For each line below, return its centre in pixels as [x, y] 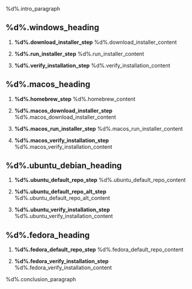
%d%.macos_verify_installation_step [61, 140]
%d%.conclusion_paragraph [41, 279]
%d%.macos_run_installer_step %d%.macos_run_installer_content [99, 128]
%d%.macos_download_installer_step [63, 110]
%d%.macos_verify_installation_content [63, 146]
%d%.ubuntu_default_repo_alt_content [62, 198]
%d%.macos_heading [48, 85]
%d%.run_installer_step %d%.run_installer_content [79, 54]
